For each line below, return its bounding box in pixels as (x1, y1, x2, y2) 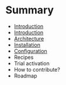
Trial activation (13, 59, 50, 67)
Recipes (13, 54, 34, 61)
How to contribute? (13, 66, 61, 73)
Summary (5, 3, 54, 17)
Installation (13, 41, 41, 48)
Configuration (13, 47, 47, 54)
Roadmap (13, 72, 37, 79)
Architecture (13, 35, 44, 42)
